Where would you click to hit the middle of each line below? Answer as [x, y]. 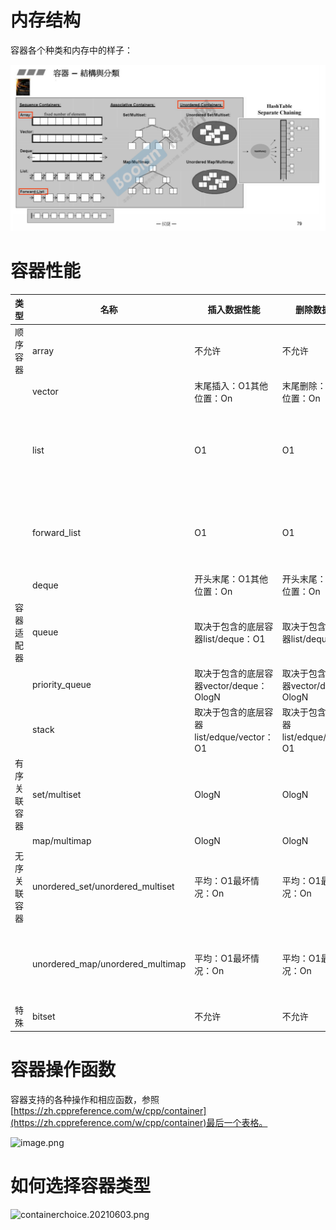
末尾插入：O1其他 [231, 385]
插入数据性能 [234, 310]
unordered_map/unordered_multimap [109, 964]
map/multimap [62, 840]
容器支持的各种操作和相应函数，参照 [85, 1099]
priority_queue [62, 684]
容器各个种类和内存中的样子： [71, 50]
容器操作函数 [63, 1070]
